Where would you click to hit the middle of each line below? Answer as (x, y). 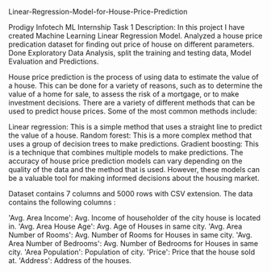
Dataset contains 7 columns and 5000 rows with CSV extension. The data (131, 194)
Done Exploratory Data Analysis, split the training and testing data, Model (130, 53)
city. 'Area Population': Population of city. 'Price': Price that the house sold (132, 252)
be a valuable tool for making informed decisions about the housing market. (134, 178)
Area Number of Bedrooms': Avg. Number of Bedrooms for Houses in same (133, 243)
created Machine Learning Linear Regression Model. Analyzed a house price (135, 36)
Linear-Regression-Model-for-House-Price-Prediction (98, 12)
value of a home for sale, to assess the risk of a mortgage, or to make (124, 94)
